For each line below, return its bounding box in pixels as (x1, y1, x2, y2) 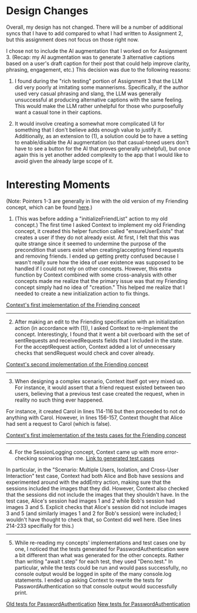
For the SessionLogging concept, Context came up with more (14, 448, 163, 456)
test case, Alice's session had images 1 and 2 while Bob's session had (6, 497, 175, 504)
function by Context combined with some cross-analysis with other (14, 271, 177, 278)
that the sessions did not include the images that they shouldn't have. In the (6, 491, 189, 498)
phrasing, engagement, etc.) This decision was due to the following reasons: (6, 66, 191, 73)
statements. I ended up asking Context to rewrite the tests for (14, 577, 163, 584)
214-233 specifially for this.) (6, 522, 74, 529)
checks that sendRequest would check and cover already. (14, 349, 155, 356)
